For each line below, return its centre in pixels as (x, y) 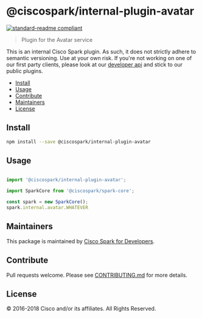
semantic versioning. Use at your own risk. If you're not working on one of (99, 58)
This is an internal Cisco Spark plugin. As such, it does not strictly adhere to (101, 51)
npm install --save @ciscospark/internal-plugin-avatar (78, 142)
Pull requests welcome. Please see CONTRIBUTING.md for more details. (97, 275)
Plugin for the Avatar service (57, 40)
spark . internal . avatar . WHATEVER (47, 208)
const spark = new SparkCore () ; (47, 202)
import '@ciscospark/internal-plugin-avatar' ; (66, 180)
